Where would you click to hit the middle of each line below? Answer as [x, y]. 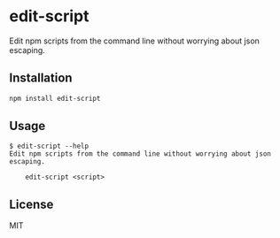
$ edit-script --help [49, 146]
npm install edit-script [55, 98]
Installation [41, 78]
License [31, 204]
